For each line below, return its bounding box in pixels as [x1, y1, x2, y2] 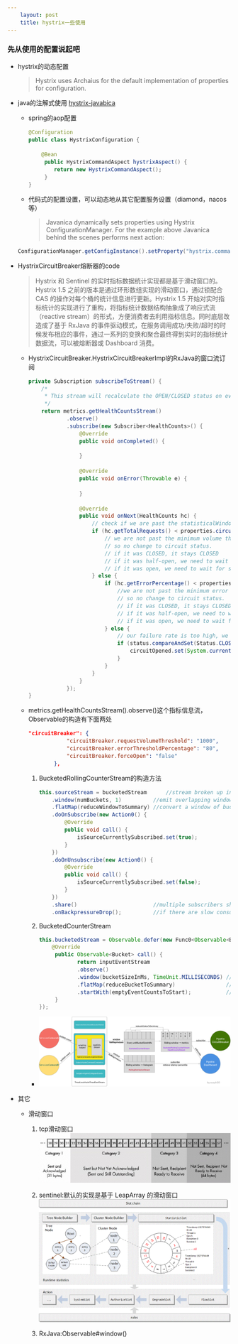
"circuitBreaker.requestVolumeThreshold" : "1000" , [66, 737, 220, 745]
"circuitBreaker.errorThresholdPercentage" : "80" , [66, 745, 220, 752]
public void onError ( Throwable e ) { [79, 475, 188, 482]
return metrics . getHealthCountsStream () [41, 408, 162, 415]
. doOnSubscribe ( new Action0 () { [52, 811, 147, 818]
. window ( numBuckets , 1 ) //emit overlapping [52, 796, 211, 803]
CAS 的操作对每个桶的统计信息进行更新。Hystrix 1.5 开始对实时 [35, 294, 219, 303]
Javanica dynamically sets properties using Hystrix [45, 217, 195, 227]
